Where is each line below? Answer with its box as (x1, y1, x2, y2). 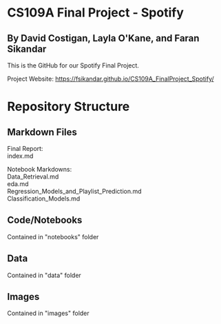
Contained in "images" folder (7, 309, 90, 318)
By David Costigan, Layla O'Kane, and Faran (7, 32, 200, 44)
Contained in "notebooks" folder (7, 232, 99, 241)
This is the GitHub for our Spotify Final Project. (7, 61, 140, 70)
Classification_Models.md (7, 194, 81, 203)
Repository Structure (7, 99, 130, 114)
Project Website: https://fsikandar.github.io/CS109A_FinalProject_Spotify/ (7, 74, 215, 83)
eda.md (7, 180, 29, 188)
